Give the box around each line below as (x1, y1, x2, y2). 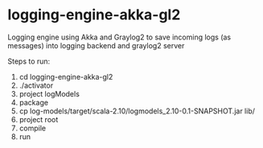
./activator (18, 80, 54, 90)
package (18, 97, 49, 107)
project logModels (18, 88, 80, 98)
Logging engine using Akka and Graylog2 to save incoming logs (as (7, 32, 232, 42)
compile (18, 123, 46, 133)
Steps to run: (7, 56, 51, 66)
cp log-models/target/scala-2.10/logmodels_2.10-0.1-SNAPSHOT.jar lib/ (18, 106, 255, 116)
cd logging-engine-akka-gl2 (18, 72, 113, 81)
